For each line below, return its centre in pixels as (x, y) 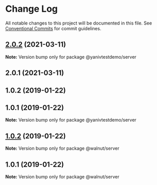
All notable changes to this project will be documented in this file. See (79, 23)
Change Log (31, 9)
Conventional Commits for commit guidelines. (53, 28)
